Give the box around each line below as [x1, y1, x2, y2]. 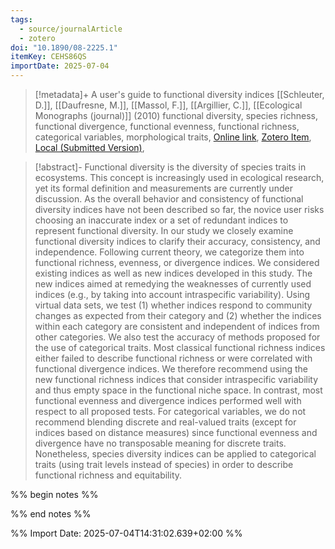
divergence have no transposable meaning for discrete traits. [34, 437, 287, 449]
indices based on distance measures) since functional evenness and [34, 427, 318, 438]
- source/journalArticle [19, 24, 123, 34]
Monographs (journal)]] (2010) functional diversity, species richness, [34, 110, 319, 121]
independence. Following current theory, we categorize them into [34, 246, 305, 258]
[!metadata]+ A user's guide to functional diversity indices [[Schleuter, [34, 89, 325, 100]
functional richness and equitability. [34, 469, 183, 481]
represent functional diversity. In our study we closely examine [34, 225, 294, 236]
